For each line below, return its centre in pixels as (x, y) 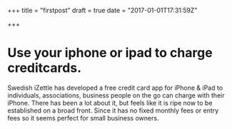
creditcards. (45, 68)
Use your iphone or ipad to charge (110, 53)
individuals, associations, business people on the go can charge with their (116, 95)
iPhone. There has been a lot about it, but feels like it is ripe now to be (110, 103)
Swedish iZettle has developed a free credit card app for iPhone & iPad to (115, 88)
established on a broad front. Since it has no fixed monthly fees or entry (113, 110)
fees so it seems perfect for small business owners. (83, 118)
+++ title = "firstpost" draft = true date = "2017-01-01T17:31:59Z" (102, 10)
